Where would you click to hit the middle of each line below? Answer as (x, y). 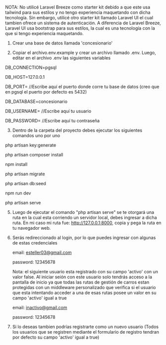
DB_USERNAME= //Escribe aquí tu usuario (48, 111)
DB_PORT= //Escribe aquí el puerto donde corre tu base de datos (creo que (82, 87)
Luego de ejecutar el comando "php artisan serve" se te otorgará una (83, 212)
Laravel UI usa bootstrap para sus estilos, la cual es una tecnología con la (80, 28)
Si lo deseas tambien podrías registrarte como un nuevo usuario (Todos (85, 327)
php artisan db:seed (26, 183)
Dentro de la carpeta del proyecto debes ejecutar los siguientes (77, 130)
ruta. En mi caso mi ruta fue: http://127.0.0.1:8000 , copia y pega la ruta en (87, 223)
